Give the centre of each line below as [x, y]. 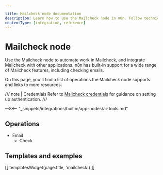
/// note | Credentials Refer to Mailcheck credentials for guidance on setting [81, 94]
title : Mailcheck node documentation [43, 14]
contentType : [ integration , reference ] [45, 23]
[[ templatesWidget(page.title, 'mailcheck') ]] [50, 167]
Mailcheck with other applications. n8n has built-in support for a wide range [81, 65]
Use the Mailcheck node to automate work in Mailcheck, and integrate [75, 60]
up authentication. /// [26, 99]
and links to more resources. [33, 85]
